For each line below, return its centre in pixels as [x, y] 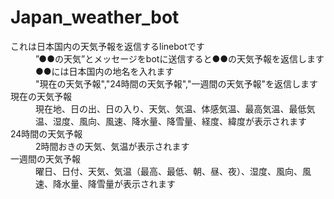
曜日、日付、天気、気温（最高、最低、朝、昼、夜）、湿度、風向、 [169, 171]
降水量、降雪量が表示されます [114, 183]
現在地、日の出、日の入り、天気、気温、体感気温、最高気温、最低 [171, 108]
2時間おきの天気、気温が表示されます [112, 146]
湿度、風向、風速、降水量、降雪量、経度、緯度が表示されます [179, 121]
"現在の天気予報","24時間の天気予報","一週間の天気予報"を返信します [176, 83]
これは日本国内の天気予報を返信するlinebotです [107, 46]
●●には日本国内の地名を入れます [105, 71]
